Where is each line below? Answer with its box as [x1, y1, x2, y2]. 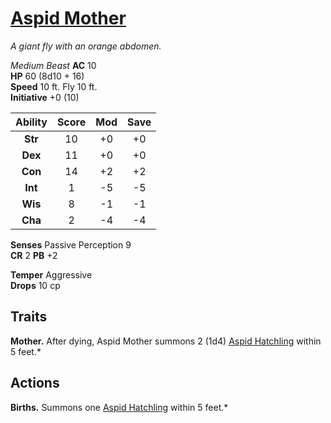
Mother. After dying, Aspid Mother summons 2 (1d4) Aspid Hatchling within [10, 335, 322, 347]
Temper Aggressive [10, 268, 93, 281]
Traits [10, 308, 48, 326]
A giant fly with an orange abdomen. [10, 40, 162, 52]
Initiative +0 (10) [10, 91, 80, 103]
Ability [15, 115, 48, 129]
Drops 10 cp [10, 279, 61, 291]
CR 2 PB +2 [10, 249, 58, 261]
